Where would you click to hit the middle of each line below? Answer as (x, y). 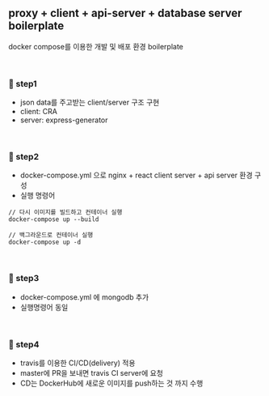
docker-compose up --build (54, 219)
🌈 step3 (24, 279)
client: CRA (39, 112)
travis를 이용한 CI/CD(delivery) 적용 (78, 363)
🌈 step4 (24, 344)
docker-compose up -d (45, 242)
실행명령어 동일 (44, 307)
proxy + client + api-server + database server (125, 13)
